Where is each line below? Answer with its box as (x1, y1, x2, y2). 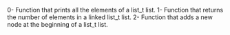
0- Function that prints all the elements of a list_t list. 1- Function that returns (7, 6, 224, 14)
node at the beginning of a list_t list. (7, 21, 108, 28)
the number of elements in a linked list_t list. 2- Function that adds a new (7, 13, 213, 21)
